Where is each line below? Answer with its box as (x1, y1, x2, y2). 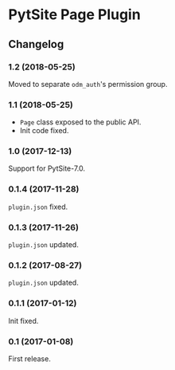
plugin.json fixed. (8, 202, 68, 211)
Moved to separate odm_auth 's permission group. (8, 79, 168, 89)
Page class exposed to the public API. (19, 117, 142, 127)
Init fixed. (8, 316, 39, 325)
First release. (8, 353, 52, 364)
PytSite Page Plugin (8, 6, 141, 24)
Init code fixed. (19, 126, 69, 136)
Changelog (8, 37, 64, 51)
